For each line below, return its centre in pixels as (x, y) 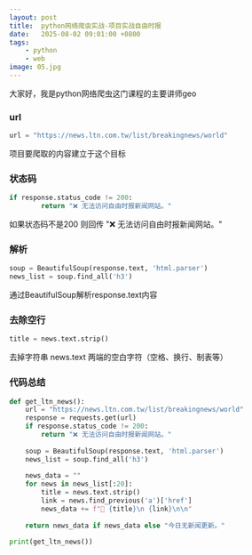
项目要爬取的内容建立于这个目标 (67, 154)
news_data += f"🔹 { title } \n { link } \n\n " (117, 509)
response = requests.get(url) (81, 418)
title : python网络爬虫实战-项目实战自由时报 (85, 26)
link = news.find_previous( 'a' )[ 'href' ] (117, 501)
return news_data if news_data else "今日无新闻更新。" (125, 526)
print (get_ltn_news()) (51, 542)
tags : (19, 42)
